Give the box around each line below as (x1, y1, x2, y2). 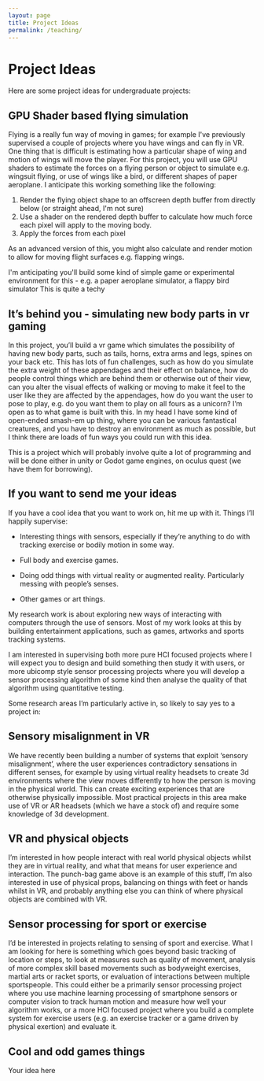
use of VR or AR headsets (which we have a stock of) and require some (8, 801, 240, 810)
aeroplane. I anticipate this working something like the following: (8, 180, 216, 190)
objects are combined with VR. (8, 894, 108, 904)
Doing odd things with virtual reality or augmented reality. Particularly (19, 570, 245, 579)
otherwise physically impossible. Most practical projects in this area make (8, 792, 247, 801)
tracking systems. (8, 635, 66, 644)
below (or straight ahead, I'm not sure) (19, 204, 144, 213)
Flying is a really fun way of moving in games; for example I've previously (8, 130, 246, 139)
